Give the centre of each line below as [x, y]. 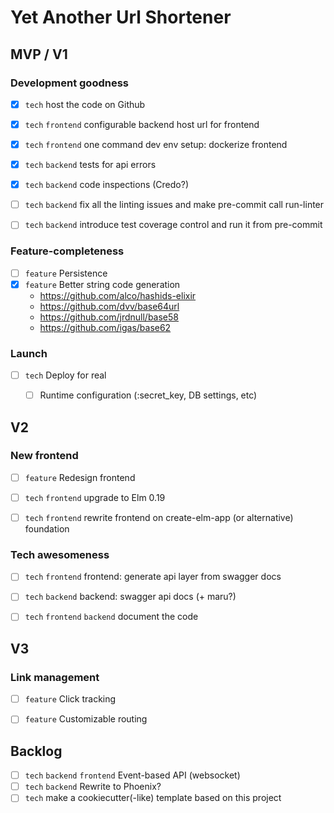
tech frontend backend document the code [111, 617]
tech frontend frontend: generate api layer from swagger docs [153, 577]
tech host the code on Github [85, 104]
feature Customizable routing [86, 719]
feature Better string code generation [102, 284]
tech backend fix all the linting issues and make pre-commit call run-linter [174, 205]
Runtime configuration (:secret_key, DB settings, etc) [148, 395]
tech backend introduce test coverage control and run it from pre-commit [173, 225]
